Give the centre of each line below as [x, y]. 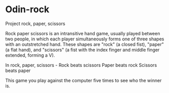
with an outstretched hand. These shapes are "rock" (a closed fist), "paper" [84, 44]
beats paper [18, 71]
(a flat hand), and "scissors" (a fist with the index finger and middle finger [82, 50]
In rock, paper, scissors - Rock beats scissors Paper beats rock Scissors [81, 65]
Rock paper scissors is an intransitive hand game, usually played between [83, 33]
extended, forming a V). [30, 55]
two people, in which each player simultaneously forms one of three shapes [85, 39]
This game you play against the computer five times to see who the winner [83, 80]
